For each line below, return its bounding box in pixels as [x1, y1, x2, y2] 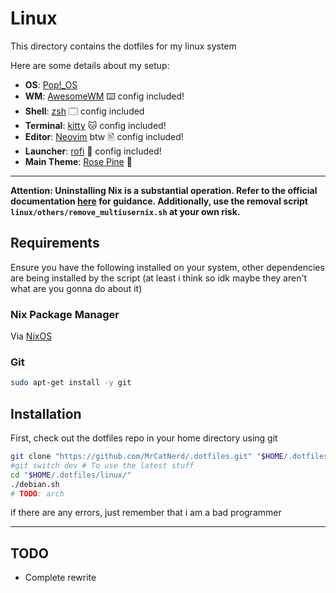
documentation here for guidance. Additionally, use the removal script [10, 195, 308, 207]
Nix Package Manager [10, 307, 120, 321]
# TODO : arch [10, 488, 65, 499]
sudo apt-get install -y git [10, 378, 132, 388]
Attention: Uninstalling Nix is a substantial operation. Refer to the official [10, 184, 318, 196]
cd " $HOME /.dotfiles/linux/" [10, 470, 132, 480]
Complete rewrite [24, 572, 97, 584]
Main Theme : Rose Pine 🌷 [24, 155, 133, 167]
